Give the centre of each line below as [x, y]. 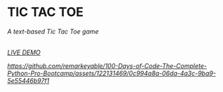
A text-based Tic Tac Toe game [53, 31]
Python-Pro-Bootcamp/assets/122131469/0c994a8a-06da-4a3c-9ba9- [111, 73]
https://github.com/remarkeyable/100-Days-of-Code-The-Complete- [107, 66]
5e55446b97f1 [28, 80]
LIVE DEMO [24, 52]
